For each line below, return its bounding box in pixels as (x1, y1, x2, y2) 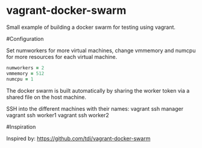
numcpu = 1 (6, 76, 34, 82)
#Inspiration (6, 123, 36, 130)
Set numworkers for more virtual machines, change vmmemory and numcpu (6, 46, 196, 54)
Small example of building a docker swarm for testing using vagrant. (6, 23, 176, 31)
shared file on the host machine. (6, 93, 86, 100)
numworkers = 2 (6, 64, 45, 71)
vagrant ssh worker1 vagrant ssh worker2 (6, 111, 110, 119)
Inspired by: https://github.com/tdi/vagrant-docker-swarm (6, 135, 151, 142)
